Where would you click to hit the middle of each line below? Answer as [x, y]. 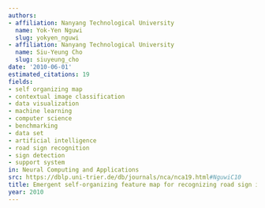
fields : [21, 81]
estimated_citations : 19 [49, 74]
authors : [22, 15]
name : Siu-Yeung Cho [49, 52]
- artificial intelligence [52, 140]
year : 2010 [26, 192]
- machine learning [40, 112]
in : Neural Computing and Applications [74, 170]
